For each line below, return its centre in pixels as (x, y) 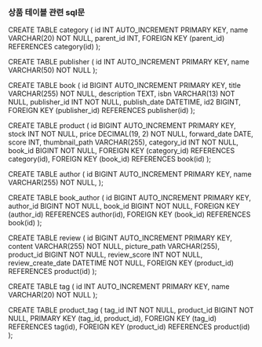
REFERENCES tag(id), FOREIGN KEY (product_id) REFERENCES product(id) (129, 327)
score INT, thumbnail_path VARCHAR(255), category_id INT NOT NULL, (124, 142)
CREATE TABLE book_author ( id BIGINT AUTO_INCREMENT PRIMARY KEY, (130, 198)
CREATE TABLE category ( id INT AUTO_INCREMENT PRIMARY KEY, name (128, 30)
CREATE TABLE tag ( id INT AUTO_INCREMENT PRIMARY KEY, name (119, 287)
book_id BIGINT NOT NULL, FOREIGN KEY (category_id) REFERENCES (122, 151)
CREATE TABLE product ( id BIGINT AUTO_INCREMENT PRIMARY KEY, (122, 126)
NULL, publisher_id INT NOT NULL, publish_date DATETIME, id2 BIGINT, (125, 102)
